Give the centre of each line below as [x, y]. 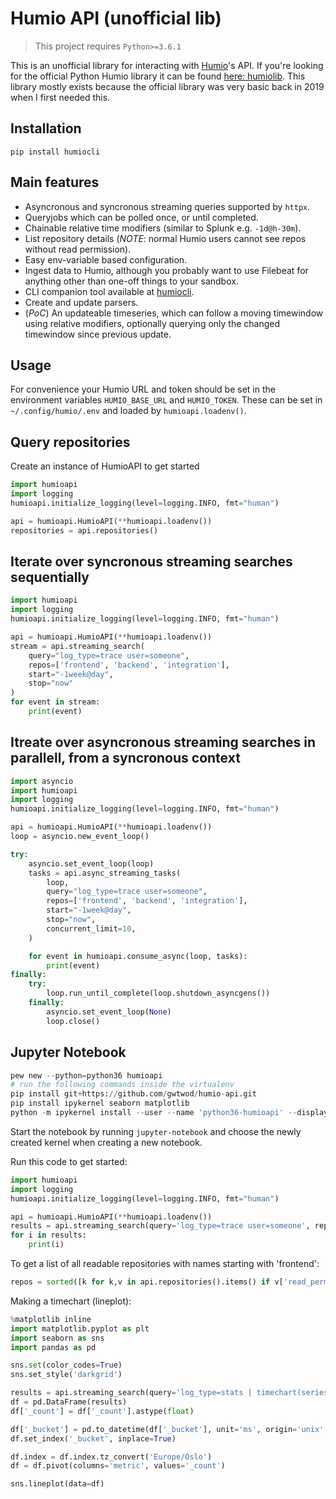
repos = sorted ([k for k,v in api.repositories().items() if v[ [147, 1282]
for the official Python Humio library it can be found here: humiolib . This [158, 76]
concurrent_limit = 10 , [91, 928]
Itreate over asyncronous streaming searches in [163, 742]
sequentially [50, 577]
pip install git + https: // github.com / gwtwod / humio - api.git [133, 1094]
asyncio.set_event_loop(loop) [91, 863]
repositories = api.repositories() [84, 530]
